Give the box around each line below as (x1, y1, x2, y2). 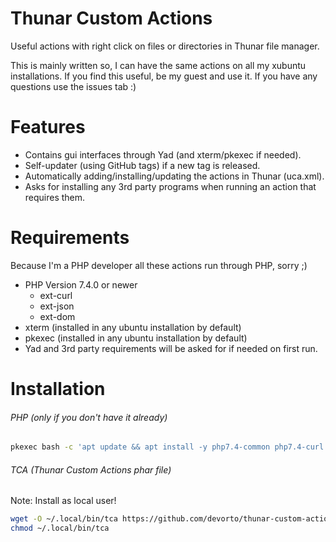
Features (10, 116, 86, 139)
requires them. (24, 191, 86, 203)
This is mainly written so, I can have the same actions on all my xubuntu (10, 59, 307, 71)
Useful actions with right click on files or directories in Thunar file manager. (10, 40, 320, 52)
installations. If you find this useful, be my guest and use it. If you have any (10, 70, 318, 82)
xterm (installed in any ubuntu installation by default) (24, 321, 242, 333)
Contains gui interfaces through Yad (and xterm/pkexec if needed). (24, 148, 302, 161)
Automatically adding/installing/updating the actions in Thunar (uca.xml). (24, 170, 325, 182)
